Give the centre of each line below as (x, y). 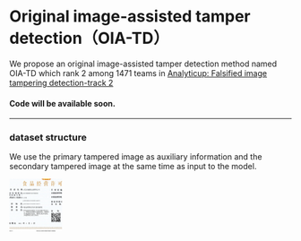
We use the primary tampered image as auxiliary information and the (136, 157)
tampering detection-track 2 (61, 82)
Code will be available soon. (63, 103)
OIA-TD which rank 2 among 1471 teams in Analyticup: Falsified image (138, 73)
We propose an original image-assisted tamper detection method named (143, 64)
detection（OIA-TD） (90, 39)
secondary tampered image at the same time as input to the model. (133, 167)
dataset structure (48, 138)
